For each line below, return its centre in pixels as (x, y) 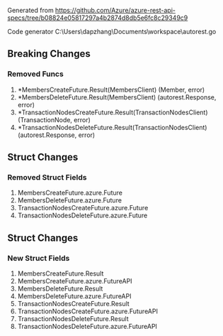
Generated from (31, 10)
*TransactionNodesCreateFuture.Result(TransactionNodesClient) (113, 112)
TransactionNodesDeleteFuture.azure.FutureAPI (87, 327)
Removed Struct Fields (47, 177)
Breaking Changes (49, 54)
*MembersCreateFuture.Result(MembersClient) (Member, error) (111, 90)
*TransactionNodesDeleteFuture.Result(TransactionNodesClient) (112, 127)
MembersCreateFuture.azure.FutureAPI (75, 281)
